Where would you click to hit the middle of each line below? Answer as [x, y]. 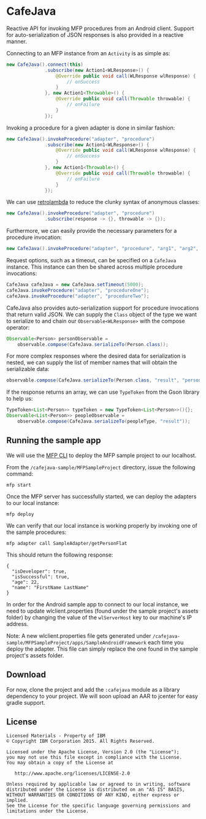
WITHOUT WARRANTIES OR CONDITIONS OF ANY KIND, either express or [93, 795]
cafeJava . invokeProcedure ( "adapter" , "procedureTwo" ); [78, 296]
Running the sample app [54, 441]
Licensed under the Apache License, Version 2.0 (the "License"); [93, 752]
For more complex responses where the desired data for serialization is [96, 356]
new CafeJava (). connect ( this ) [45, 65]
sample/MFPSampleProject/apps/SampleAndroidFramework [77, 643]
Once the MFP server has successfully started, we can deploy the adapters [101, 496]
